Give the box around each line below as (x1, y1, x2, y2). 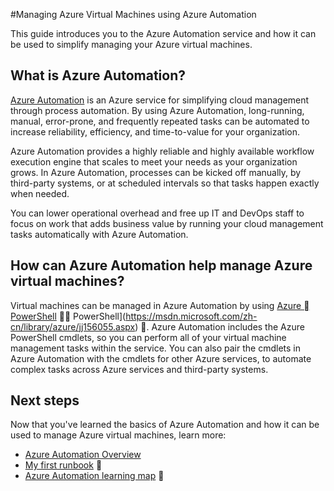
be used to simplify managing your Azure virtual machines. (10, 39, 253, 50)
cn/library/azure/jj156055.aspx (10, 320, 136, 333)
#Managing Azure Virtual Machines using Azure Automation (10, 9, 257, 20)
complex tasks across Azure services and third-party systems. (10, 363, 269, 375)
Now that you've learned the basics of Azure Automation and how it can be (10, 419, 320, 431)
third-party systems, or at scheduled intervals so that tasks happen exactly (10, 177, 320, 189)
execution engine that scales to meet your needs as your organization (10, 155, 298, 168)
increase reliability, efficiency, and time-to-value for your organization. (10, 125, 300, 138)
